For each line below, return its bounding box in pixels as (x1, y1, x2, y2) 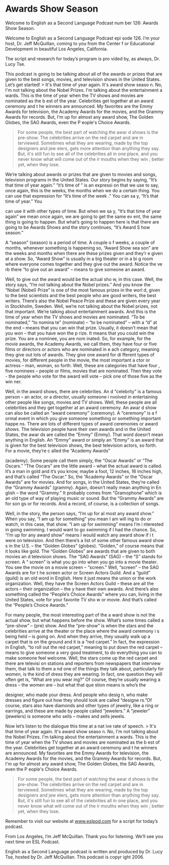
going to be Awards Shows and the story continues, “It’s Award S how (5, 224, 150, 230)
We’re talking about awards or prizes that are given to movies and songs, (5, 171, 157, 177)
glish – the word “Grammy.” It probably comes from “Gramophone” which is (5, 490, 162, 496)
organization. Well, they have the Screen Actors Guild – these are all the (5, 580, 154, 586)
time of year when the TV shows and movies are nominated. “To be (5, 314, 145, 320)
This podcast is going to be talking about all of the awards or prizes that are (5, 70, 162, 77)
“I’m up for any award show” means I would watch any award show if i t (5, 532, 154, 538)
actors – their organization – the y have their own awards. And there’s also (5, 586, 159, 592)
